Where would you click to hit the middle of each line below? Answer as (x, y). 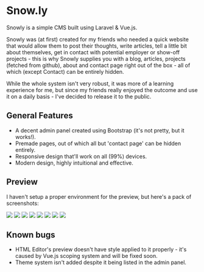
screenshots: (23, 203)
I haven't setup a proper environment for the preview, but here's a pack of (99, 196)
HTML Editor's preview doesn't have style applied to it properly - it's (101, 249)
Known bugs (31, 234)
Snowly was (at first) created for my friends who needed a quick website (97, 39)
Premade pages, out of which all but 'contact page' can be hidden (98, 143)
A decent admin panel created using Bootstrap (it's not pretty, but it (100, 130)
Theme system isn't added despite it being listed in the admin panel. (101, 262)
